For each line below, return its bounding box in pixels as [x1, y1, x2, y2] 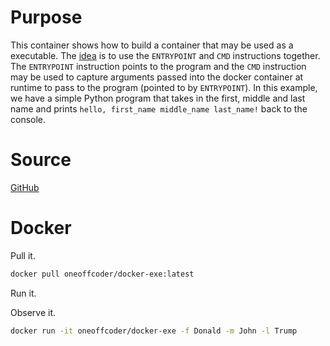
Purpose [10, 6, 83, 29]
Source [10, 149, 72, 171]
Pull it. [10, 249, 36, 261]
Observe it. [10, 306, 57, 318]
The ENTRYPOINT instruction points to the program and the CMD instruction [10, 60, 307, 72]
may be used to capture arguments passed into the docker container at [10, 71, 304, 83]
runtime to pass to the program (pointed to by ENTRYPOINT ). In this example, [10, 81, 318, 93]
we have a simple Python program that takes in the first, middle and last [10, 92, 306, 104]
